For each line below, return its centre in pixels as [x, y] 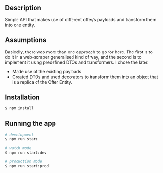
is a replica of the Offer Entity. [42, 82]
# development [19, 135]
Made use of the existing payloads [47, 71]
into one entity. [20, 25]
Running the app [30, 123]
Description [23, 8]
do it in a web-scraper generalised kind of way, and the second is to [73, 57]
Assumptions [26, 40]
